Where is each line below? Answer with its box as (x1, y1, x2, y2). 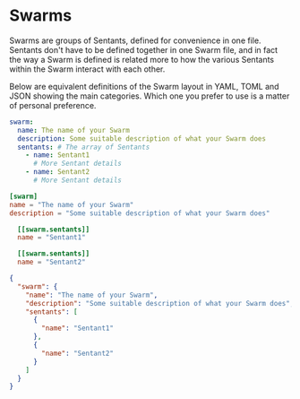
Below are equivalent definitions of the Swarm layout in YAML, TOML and (9, 81, 279, 91)
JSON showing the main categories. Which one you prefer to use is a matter (9, 91, 290, 101)
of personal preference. (9, 100, 97, 110)
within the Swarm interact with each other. (9, 64, 166, 74)
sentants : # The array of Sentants (17, 143, 150, 152)
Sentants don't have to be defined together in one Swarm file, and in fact (9, 44, 279, 55)
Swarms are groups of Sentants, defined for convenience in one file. (9, 35, 261, 46)
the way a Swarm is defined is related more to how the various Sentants (9, 54, 275, 65)
